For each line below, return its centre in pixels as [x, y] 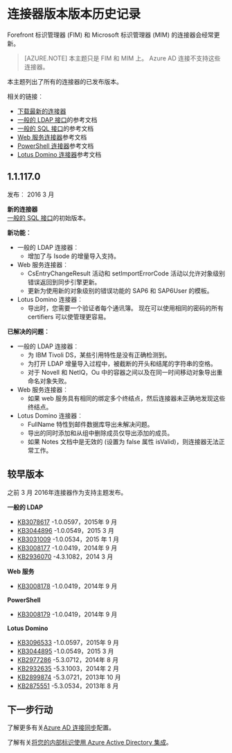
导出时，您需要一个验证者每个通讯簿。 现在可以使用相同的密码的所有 [125, 308]
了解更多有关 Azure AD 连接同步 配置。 [61, 728]
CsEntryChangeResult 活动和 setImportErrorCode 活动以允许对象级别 [126, 273]
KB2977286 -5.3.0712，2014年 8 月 [68, 659]
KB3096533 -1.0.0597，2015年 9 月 [68, 642]
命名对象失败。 [49, 381]
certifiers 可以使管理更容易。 [69, 316]
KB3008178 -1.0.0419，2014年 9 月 [67, 586]
